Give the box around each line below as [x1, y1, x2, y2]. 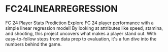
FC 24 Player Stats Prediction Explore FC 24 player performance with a [5, 20, 154, 26]
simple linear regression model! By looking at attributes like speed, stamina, [5, 25, 163, 31]
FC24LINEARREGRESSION [5, 3, 118, 15]
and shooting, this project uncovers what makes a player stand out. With [5, 30, 156, 36]
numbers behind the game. [5, 41, 62, 47]
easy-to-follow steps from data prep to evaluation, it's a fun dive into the [5, 36, 157, 42]
